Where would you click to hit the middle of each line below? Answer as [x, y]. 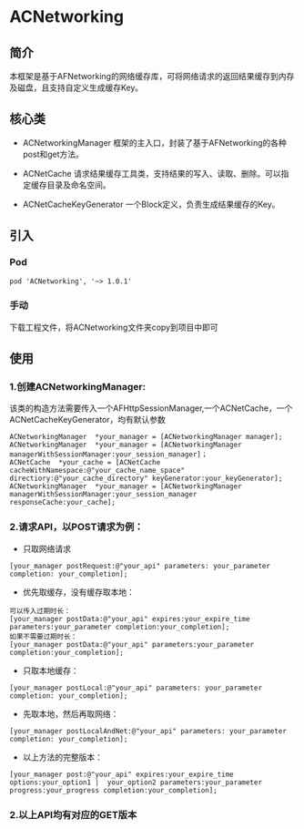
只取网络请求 [46, 548]
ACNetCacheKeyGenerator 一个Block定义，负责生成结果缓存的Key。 [151, 204]
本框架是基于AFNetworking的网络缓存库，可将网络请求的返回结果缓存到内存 [152, 76]
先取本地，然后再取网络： [71, 713]
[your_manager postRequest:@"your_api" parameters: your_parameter [140, 566]
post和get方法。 [53, 154]
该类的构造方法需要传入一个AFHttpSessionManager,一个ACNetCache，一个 [151, 408]
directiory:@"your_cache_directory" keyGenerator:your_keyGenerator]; [146, 479]
